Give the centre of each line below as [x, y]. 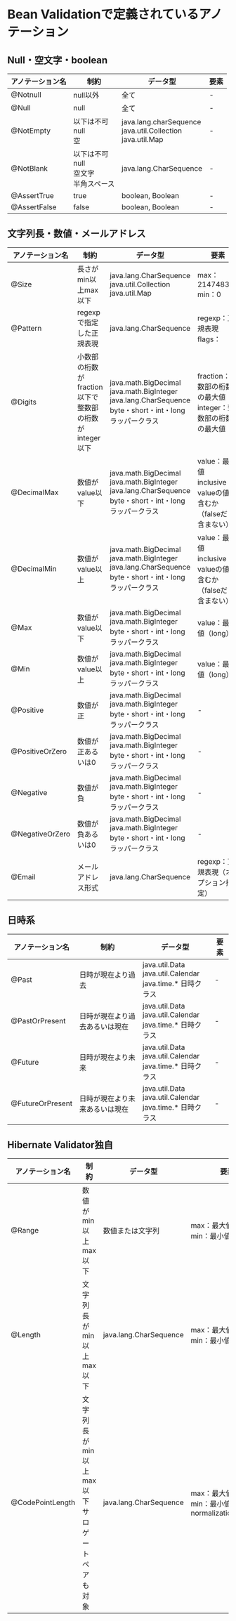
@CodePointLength [43, 1502]
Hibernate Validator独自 [60, 1145]
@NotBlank [29, 168]
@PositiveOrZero [39, 751]
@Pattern [26, 328]
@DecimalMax [35, 492]
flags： [209, 339]
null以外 [86, 95]
